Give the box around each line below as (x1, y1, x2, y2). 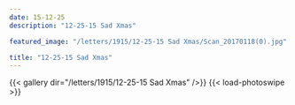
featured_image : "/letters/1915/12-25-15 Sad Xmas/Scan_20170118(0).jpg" (9, 37, 288, 46)
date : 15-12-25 (9, 12, 66, 22)
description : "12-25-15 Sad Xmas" (9, 21, 137, 30)
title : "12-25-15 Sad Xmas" (9, 53, 113, 62)
